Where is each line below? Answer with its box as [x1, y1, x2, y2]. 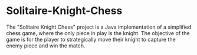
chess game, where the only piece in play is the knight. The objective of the [6, 29, 190, 36]
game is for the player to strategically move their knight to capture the [6, 36, 176, 43]
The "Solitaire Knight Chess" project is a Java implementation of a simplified [6, 23, 192, 30]
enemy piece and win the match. [6, 42, 86, 49]
